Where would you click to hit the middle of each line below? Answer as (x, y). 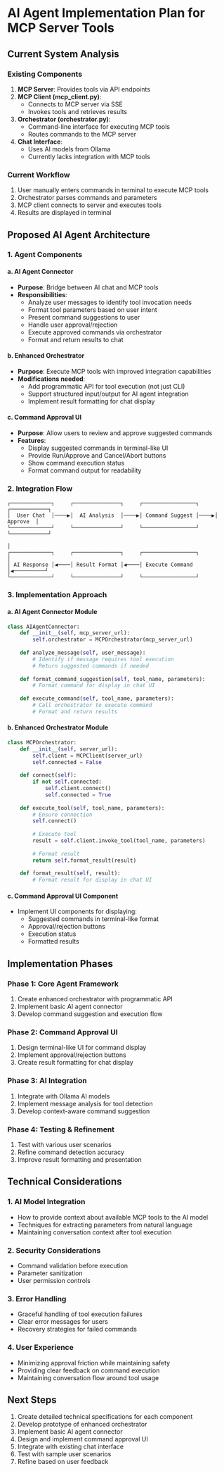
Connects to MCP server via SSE (75, 104)
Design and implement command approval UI (83, 1439)
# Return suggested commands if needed (91, 666)
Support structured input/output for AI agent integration (108, 394)
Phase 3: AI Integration (47, 1081)
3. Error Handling (37, 1298)
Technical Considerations (65, 1182)
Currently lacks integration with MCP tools (89, 156)
